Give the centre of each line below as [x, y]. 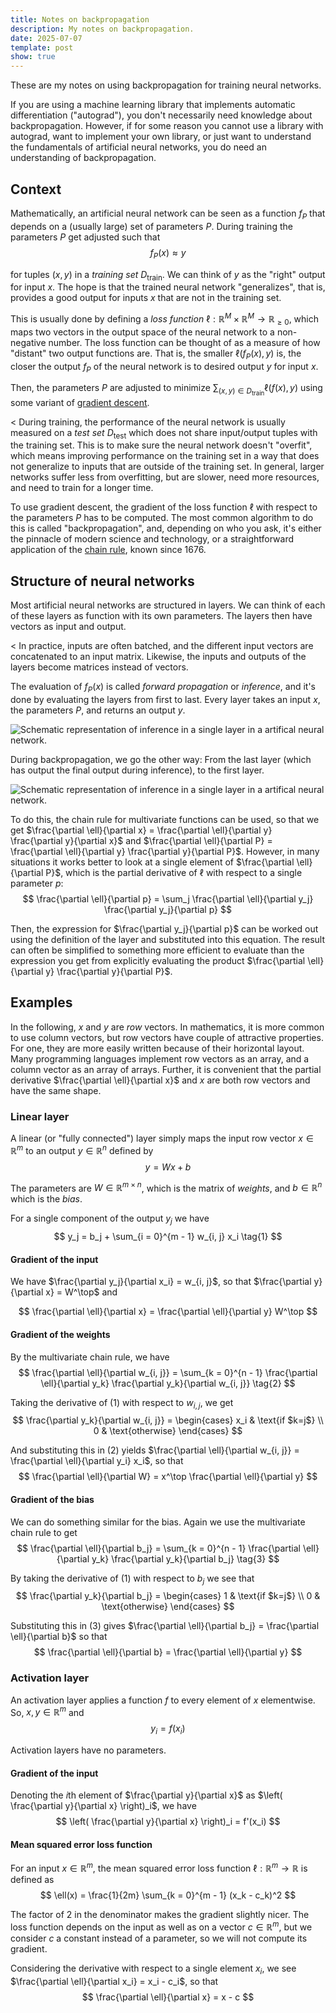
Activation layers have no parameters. [88, 1750]
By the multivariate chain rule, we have [90, 1357]
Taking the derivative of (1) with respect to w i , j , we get [122, 1403]
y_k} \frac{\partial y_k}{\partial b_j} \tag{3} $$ [185, 1558]
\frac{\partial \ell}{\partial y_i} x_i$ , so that [97, 1461]
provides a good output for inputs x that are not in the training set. [146, 298]
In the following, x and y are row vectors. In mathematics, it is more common [167, 1027]
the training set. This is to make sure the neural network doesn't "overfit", [161, 445]
